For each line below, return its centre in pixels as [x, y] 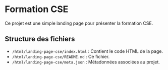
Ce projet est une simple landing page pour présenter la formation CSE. [79, 23]
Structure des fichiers [40, 39]
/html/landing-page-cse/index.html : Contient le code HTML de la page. [88, 51]
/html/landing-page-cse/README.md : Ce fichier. [61, 56]
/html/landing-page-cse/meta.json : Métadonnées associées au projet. [86, 62]
